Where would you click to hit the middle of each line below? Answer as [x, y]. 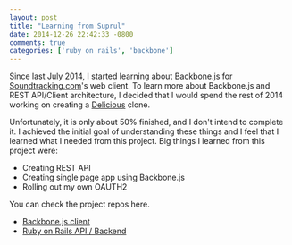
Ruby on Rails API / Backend [74, 231]
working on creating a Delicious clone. [80, 105]
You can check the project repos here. [79, 204]
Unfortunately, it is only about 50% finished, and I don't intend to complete [146, 122]
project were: [33, 151]
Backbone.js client [56, 222]
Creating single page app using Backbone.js [104, 177]
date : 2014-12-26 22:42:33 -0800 [71, 34]
